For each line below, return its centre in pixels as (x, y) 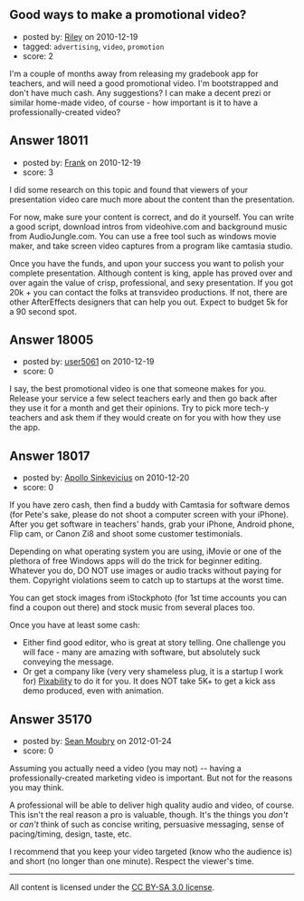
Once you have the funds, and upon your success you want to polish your (147, 263)
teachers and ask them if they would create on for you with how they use (145, 418)
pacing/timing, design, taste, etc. (71, 834)
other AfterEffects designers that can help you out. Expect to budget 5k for (149, 302)
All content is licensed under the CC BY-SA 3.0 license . (112, 887)
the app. (25, 427)
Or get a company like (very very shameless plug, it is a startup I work (153, 672)
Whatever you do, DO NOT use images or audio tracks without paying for (146, 571)
